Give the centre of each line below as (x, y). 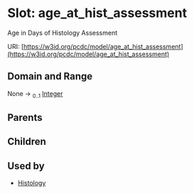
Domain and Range (50, 76)
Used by (26, 166)
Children (27, 142)
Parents (25, 118)
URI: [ (16, 46)
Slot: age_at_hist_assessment (97, 13)
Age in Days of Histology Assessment (63, 33)
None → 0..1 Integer (35, 94)
